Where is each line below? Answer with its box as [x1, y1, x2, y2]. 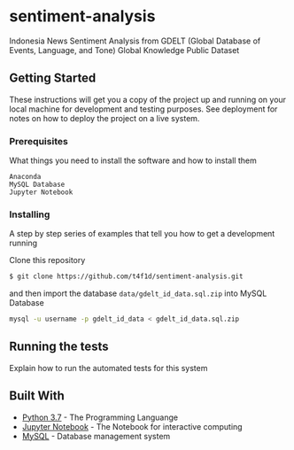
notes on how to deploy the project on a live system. [9, 112, 200, 123]
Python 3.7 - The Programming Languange [21, 412, 179, 423]
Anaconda [9, 173, 42, 182]
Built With [9, 388, 65, 404]
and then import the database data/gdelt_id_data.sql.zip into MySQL [9, 288, 267, 299]
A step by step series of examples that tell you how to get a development [9, 229, 275, 239]
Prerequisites [9, 135, 68, 147]
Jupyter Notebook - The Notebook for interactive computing [21, 421, 243, 431]
